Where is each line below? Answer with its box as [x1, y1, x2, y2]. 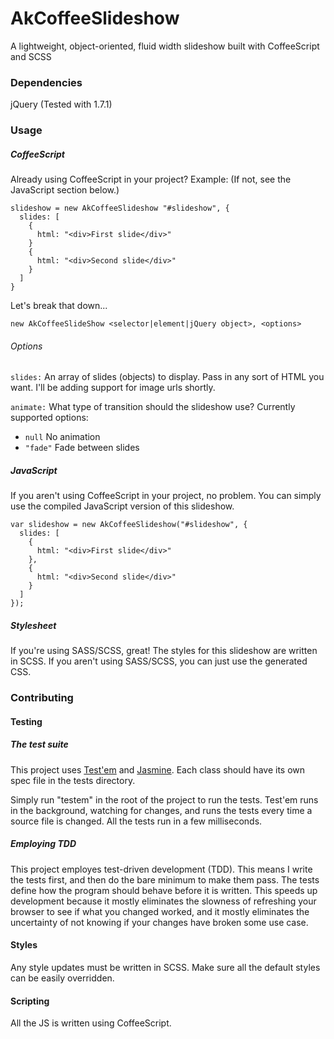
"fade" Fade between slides [24, 442, 140, 454]
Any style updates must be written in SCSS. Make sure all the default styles [10, 961, 321, 973]
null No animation [24, 431, 101, 443]
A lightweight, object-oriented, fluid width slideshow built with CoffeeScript [10, 40, 320, 52]
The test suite [10, 738, 69, 751]
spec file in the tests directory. [10, 774, 136, 786]
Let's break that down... [10, 300, 108, 312]
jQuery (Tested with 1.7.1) [10, 98, 113, 111]
